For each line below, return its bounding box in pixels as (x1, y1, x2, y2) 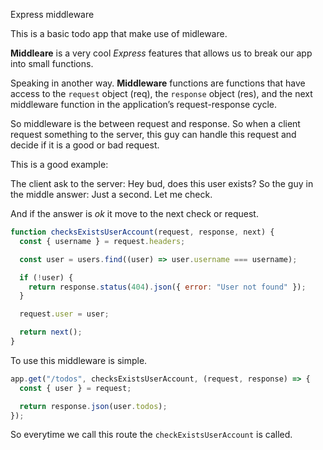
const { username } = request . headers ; (19, 236, 186, 246)
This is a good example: (10, 159, 109, 170)
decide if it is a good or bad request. (10, 139, 160, 151)
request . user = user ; (19, 309, 110, 319)
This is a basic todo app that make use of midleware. (10, 28, 228, 39)
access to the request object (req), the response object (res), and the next (10, 88, 313, 99)
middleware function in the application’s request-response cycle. (10, 99, 278, 110)
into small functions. (10, 58, 94, 69)
